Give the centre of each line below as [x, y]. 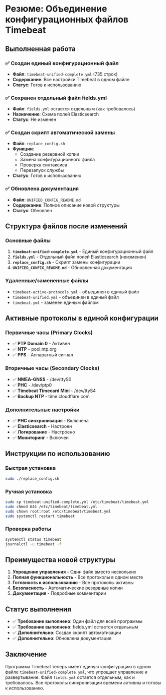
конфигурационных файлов [67, 19]
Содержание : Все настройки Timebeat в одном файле [71, 79]
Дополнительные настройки [42, 410]
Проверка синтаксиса [44, 165]
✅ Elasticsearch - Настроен [42, 426]
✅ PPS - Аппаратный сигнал [43, 355]
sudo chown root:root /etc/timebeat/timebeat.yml [58, 511]
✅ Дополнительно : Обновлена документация [62, 639]
